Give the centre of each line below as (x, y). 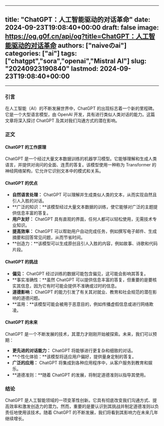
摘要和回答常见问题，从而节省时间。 (49, 238)
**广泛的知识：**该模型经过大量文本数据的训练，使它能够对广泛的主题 (83, 207)
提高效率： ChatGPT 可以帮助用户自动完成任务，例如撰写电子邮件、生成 (84, 231)
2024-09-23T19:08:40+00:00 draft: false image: (82, 28)
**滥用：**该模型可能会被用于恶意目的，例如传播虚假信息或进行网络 (81, 304)
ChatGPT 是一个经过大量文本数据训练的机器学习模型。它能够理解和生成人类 (81, 159)
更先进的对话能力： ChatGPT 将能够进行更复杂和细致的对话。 (74, 350)
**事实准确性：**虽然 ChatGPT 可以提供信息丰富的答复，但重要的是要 (82, 280)
